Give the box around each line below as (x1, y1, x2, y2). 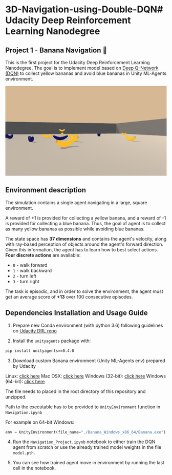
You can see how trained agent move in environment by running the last (12, 460, 165, 466)
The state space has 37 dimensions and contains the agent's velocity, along (5, 235, 167, 242)
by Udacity (12, 363, 36, 369)
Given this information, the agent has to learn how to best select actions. (5, 246, 159, 252)
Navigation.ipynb (5, 410, 42, 415)
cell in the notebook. (12, 465, 56, 471)
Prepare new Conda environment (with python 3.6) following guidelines (12, 322, 163, 328)
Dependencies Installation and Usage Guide (5, 309, 148, 318)
